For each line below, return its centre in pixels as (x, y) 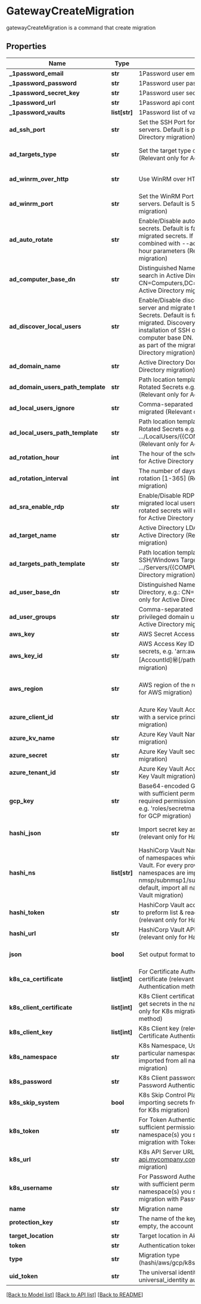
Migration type (159, 1255)
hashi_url (23, 933)
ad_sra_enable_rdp (37, 507)
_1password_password (43, 83)
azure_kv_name (32, 738)
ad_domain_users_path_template (57, 387)
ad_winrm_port (31, 204)
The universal (158, 1272)
